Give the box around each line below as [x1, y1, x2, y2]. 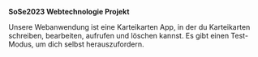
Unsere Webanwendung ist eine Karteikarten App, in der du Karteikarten [8, 22, 251, 31]
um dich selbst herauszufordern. [35, 39, 144, 49]
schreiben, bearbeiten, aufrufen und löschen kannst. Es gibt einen [8, 31, 230, 40]
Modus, [8, 39, 34, 49]
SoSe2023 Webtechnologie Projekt [8, 7, 130, 16]
